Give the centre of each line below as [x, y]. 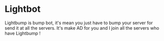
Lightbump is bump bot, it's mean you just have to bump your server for [79, 23]
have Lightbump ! [23, 33]
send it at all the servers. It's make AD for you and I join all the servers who [82, 28]
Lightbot [23, 9]
